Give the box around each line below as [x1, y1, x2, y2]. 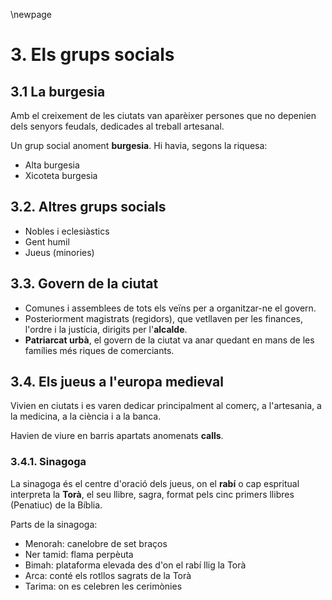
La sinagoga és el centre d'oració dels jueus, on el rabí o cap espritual [10, 477, 300, 489]
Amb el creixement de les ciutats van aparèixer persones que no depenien [10, 110, 317, 121]
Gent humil [24, 235, 70, 248]
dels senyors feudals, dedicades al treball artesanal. [10, 120, 225, 132]
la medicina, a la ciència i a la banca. [10, 410, 162, 423]
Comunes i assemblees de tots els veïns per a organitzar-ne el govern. [24, 302, 317, 314]
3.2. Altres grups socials [10, 199, 167, 216]
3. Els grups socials [10, 44, 175, 66]
